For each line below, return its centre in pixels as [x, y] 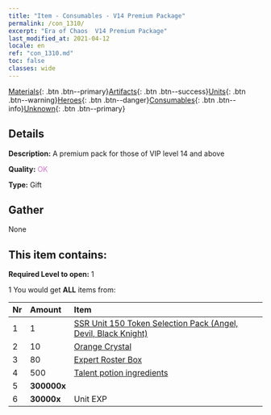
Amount [46, 310]
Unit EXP [90, 399]
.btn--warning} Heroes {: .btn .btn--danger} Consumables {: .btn [112, 100]
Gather [26, 210]
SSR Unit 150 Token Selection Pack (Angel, [156, 324]
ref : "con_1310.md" [41, 53]
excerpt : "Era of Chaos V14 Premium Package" [88, 31]
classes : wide [32, 69]
